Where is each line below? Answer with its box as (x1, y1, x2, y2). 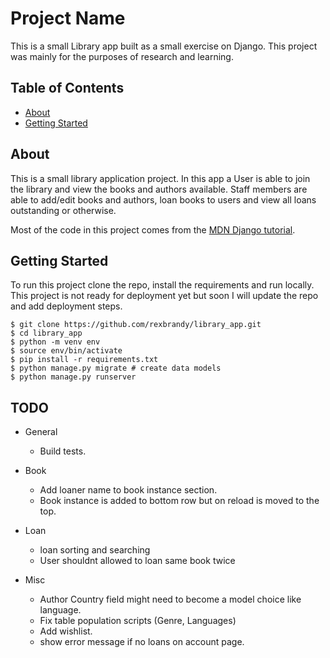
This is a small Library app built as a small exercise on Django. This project (10, 40, 318, 52)
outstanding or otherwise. (10, 204, 117, 216)
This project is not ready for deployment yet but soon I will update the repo (10, 290, 319, 302)
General (24, 426, 58, 438)
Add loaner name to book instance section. (39, 484, 218, 496)
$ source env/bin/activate (10, 346, 123, 356)
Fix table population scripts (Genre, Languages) (39, 615, 237, 627)
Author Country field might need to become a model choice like (39, 593, 302, 606)
